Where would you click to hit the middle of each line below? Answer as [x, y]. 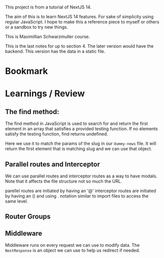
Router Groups [28, 216]
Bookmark [27, 71]
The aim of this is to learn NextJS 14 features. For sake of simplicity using [79, 16]
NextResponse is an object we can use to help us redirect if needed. [72, 251]
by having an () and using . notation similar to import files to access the [77, 196]
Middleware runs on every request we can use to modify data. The [72, 245]
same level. [17, 201]
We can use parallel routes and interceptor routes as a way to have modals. [81, 176]
